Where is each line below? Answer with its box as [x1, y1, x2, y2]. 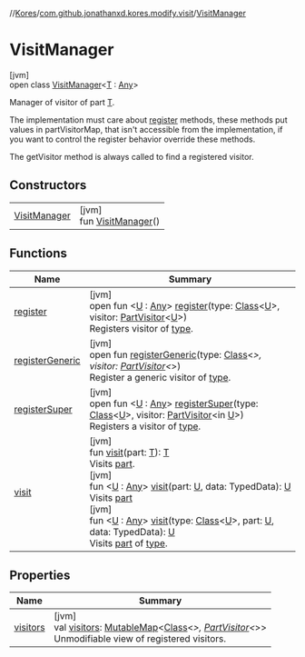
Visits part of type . [89, 536, 168, 549]
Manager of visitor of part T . [9, 96, 115, 107]
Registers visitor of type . [89, 322, 193, 334]
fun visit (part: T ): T [89, 445, 170, 458]
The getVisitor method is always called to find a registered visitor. [9, 151, 254, 162]
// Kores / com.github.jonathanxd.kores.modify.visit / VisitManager [9, 8, 247, 18]
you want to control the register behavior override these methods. [9, 134, 256, 144]
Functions [9, 245, 68, 262]
